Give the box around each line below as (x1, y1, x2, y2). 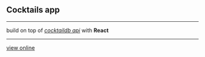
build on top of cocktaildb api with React (6, 27, 109, 34)
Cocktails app (6, 5, 60, 15)
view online (6, 44, 35, 51)
